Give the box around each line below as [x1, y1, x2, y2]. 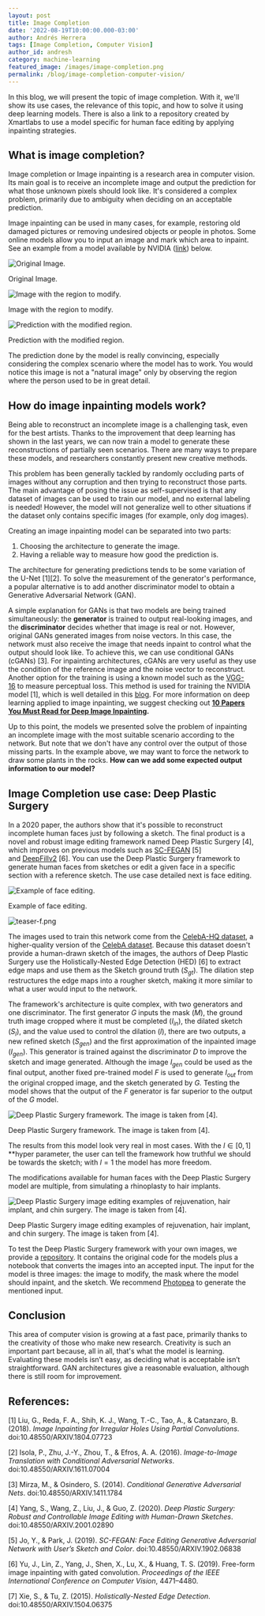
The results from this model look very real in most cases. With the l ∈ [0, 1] [8, 1140, 251, 1150]
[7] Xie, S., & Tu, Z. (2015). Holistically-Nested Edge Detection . [8, 1591, 211, 1601]
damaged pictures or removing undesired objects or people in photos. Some [8, 227, 256, 236]
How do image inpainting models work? [8, 398, 207, 412]
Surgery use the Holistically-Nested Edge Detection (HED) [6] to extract [8, 957, 241, 967]
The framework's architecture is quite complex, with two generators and [8, 999, 243, 1009]
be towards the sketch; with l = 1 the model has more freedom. [8, 1157, 212, 1167]
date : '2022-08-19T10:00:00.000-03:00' [8, 26, 140, 34]
